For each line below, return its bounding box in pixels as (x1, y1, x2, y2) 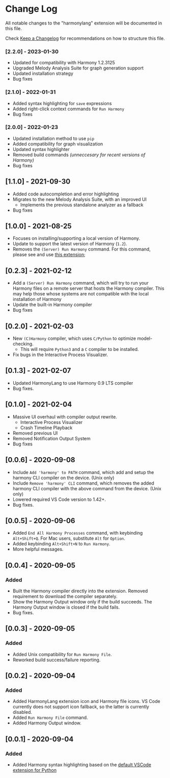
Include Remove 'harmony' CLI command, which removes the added (12, 480, 154, 486)
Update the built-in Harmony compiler (12, 302, 93, 308)
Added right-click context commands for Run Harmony (12, 106, 125, 112)
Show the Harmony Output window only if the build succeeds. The (12, 599, 152, 605)
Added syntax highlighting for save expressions (12, 100, 112, 106)
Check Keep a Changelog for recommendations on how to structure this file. (5, 35, 165, 41)
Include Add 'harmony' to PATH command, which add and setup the (12, 469, 154, 475)
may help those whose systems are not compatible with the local (12, 291, 149, 297)
